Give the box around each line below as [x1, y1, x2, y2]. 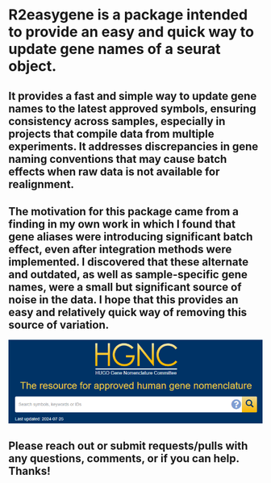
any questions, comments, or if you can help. [8, 452, 240, 465]
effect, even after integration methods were [8, 242, 232, 256]
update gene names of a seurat [8, 40, 221, 58]
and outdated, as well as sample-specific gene [8, 268, 248, 281]
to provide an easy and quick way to [8, 23, 254, 41]
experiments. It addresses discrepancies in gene [8, 139, 259, 153]
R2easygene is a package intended [8, 6, 248, 24]
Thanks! [8, 464, 51, 478]
